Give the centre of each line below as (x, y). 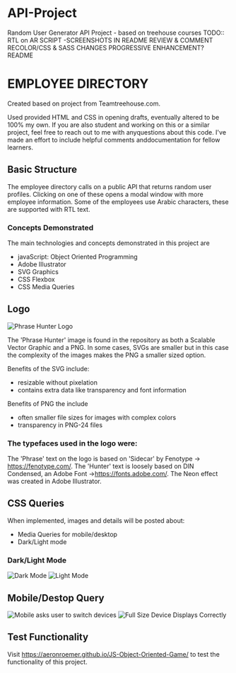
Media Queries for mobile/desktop (67, 534)
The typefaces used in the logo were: (72, 443)
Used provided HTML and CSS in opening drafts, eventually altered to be (113, 117)
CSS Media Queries (46, 287)
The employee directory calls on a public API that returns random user (110, 186)
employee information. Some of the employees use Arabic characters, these (118, 202)
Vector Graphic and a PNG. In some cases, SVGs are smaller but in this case (118, 347)
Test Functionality (48, 637)
